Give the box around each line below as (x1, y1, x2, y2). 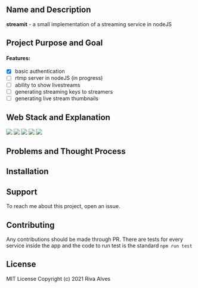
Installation (6, 166, 49, 176)
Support (6, 187, 38, 197)
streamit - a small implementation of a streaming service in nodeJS (6, 20, 172, 27)
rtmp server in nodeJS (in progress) (14, 75, 103, 82)
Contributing (6, 220, 55, 230)
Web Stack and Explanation (6, 113, 110, 123)
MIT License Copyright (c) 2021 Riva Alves (6, 275, 111, 282)
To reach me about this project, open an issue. (6, 203, 120, 210)
